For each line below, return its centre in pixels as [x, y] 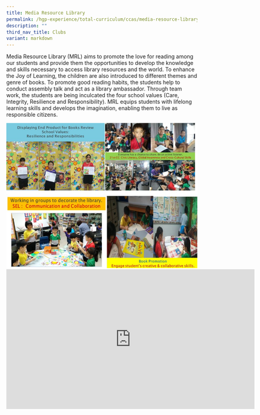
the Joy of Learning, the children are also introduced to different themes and [102, 76]
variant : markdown [29, 39]
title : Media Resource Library [46, 13]
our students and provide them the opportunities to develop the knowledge [100, 63]
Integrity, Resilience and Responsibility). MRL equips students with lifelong [99, 102]
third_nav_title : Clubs [36, 32]
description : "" [27, 26]
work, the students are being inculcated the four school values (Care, [93, 95]
